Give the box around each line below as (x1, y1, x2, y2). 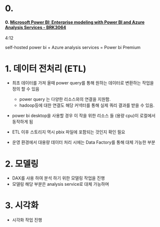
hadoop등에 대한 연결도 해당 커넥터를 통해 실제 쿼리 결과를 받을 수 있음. (19, 102, 155, 108)
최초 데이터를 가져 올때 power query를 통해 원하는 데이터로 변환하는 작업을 (12, 80, 154, 86)
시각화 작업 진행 (12, 217, 42, 223)
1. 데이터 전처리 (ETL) (5, 63, 86, 74)
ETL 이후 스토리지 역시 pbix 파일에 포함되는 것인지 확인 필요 (12, 129, 126, 135)
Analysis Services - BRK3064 (5, 24, 66, 30)
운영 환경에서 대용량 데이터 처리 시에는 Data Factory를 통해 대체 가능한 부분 (12, 139, 156, 146)
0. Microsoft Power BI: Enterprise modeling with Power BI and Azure (5, 19, 145, 25)
